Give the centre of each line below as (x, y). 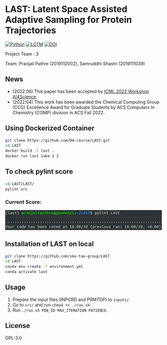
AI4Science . (25, 96)
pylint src (16, 189)
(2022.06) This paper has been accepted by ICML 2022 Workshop (81, 91)
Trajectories (31, 30)
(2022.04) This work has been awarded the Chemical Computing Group (86, 102)
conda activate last (27, 272)
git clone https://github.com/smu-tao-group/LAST (58, 256)
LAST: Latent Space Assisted (66, 9)
